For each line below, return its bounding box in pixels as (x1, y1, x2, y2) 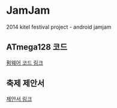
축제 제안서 (6, 78, 45, 88)
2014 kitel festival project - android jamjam (6, 23, 112, 30)
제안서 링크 (6, 95, 32, 102)
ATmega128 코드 (6, 42, 68, 53)
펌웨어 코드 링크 (6, 59, 44, 66)
